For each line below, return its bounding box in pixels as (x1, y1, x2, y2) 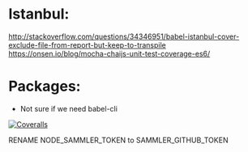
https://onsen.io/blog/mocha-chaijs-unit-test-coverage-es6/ (8, 49, 211, 58)
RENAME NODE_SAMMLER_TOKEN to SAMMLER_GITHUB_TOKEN (8, 135, 229, 145)
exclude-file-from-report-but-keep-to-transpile (8, 40, 166, 49)
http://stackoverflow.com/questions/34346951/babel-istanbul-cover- (8, 32, 240, 41)
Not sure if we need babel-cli (19, 103, 118, 113)
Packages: (8, 78, 81, 95)
